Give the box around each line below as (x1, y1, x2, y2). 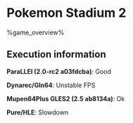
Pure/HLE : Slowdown (6, 108, 68, 117)
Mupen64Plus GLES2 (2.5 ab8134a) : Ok (6, 94, 125, 103)
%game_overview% (6, 28, 65, 37)
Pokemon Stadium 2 (6, 5, 127, 21)
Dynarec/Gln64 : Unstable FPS (6, 81, 96, 89)
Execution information (6, 48, 106, 60)
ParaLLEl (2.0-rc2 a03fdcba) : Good (6, 67, 112, 75)
